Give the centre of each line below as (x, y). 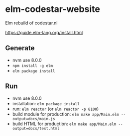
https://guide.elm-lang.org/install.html (44, 32)
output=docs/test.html (36, 128)
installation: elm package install (46, 103)
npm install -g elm (33, 66)
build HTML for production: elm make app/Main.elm (64, 124)
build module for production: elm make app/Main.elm (66, 114)
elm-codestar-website (53, 9)
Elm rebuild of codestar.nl (31, 23)
